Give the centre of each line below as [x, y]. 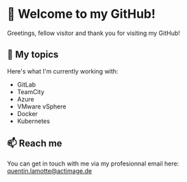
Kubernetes [33, 121]
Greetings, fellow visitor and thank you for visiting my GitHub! [93, 33]
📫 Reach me [35, 144]
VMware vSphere [41, 106]
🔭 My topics [33, 55]
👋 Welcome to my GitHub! [82, 14]
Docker [27, 113]
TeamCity [30, 91]
